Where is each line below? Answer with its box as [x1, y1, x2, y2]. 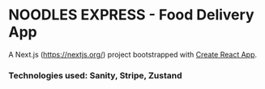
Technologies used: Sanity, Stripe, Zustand [8, 70, 182, 81]
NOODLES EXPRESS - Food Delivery [8, 6, 254, 24]
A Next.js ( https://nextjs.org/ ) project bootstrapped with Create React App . [8, 49, 258, 59]
